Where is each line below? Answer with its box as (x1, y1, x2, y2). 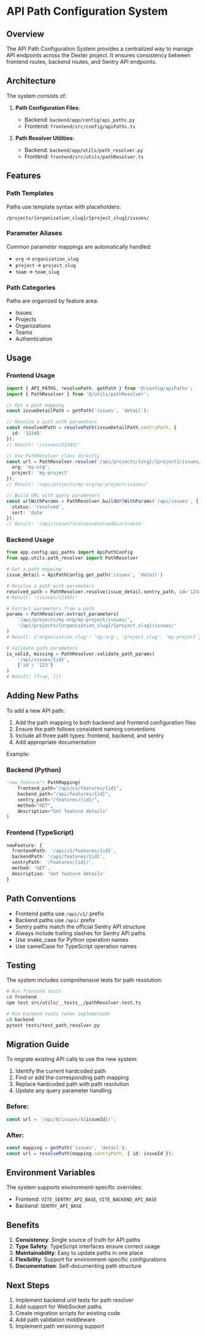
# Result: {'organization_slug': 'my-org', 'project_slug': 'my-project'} (6, 634, 202, 640)
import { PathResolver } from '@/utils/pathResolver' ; (6, 391, 150, 397)
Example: (6, 750, 30, 758)
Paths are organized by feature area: (6, 297, 99, 305)
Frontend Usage (6, 371, 55, 380)
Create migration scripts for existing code (15, 1310, 121, 1317)
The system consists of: (6, 92, 67, 99)
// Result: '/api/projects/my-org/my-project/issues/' (6, 481, 150, 487)
